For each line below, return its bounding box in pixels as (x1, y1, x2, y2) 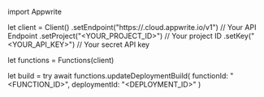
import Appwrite (7, 7, 63, 16)
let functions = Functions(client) (7, 56, 115, 65)
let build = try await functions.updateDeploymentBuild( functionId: (7, 71, 229, 80)
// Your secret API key (76, 40, 150, 49)
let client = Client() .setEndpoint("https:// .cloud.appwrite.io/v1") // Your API (7, 23, 257, 32)
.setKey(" (223, 32, 255, 40)
